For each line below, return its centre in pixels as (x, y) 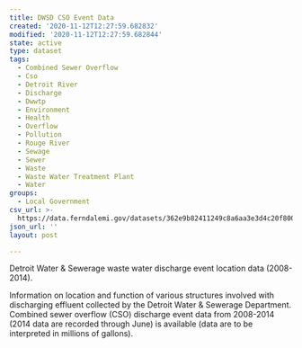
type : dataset (36, 51)
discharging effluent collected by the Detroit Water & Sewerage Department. (151, 305)
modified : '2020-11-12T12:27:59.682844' (86, 34)
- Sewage (34, 151)
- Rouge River (44, 143)
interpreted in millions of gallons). (71, 334)
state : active (36, 43)
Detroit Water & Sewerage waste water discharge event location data (137, 268)
